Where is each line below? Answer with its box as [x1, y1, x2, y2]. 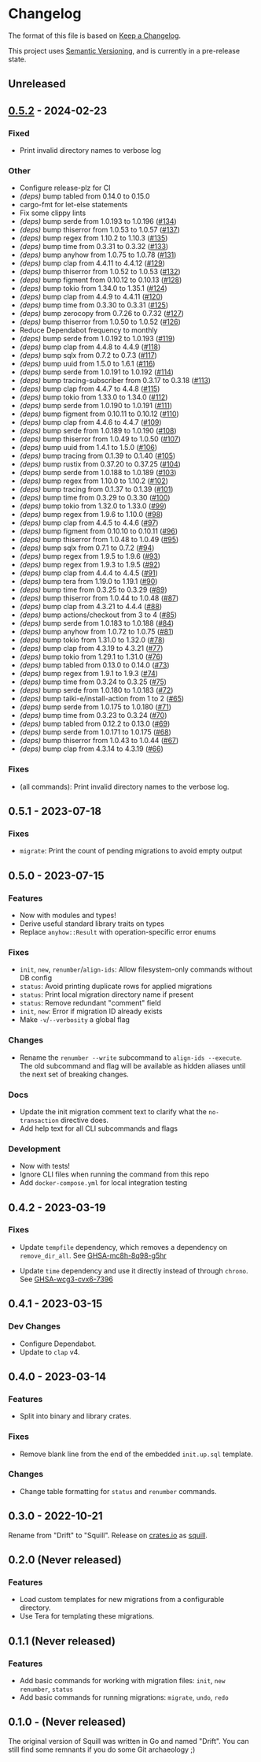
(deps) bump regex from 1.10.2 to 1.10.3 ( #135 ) [19, 233, 168, 243]
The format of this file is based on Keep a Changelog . [8, 31, 182, 40]
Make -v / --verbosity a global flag [19, 1015, 130, 1024]
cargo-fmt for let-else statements [19, 200, 128, 210]
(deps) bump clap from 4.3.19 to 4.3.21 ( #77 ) [19, 644, 164, 653]
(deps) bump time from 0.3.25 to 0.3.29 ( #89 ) [19, 585, 167, 595]
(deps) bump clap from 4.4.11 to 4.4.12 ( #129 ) [19, 258, 165, 268]
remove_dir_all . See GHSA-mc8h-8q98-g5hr [19, 1251, 167, 1260]
